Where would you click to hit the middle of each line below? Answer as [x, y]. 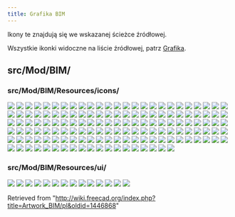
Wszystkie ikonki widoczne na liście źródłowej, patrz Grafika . [97, 48]
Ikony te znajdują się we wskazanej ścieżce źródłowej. [87, 34]
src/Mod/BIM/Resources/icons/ [63, 90]
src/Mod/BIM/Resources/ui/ [57, 168]
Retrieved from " [31, 198]
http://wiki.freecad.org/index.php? [105, 198]
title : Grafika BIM [36, 14]
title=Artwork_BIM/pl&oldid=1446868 [62, 205]
